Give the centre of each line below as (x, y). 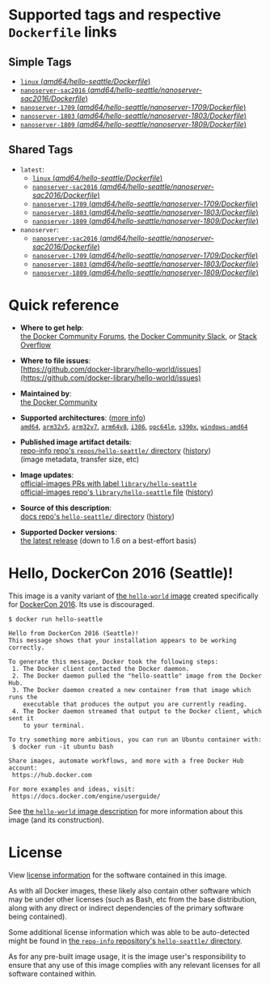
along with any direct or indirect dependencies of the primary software (126, 907)
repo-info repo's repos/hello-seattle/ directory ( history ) (116, 450)
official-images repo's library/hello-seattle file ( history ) (117, 492)
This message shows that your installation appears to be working (122, 640)
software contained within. (53, 974)
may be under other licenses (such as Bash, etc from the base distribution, (133, 899)
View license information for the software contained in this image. (118, 875)
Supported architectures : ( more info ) (83, 418)
